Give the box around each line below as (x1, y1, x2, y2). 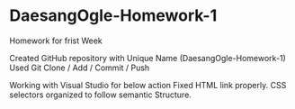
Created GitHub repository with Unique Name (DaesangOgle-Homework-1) (9, 52, 286, 63)
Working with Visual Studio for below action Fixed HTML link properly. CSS (9, 79, 287, 90)
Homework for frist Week (9, 35, 103, 46)
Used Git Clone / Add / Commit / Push (9, 62, 150, 73)
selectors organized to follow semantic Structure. (9, 89, 192, 100)
